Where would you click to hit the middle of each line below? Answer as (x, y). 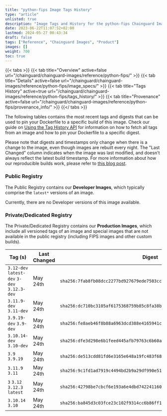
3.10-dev (18, 346)
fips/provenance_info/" (29, 107)
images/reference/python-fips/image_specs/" (52, 86)
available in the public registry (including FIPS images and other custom (79, 236)
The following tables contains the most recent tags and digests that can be (82, 117)
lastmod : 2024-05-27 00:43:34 (37, 33)
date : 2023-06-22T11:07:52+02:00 (40, 28)
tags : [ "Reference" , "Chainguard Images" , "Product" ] (62, 42)
